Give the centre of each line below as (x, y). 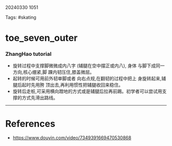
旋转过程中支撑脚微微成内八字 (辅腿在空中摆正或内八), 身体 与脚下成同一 (89, 66)
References (30, 124)
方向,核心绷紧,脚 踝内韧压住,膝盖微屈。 (53, 72)
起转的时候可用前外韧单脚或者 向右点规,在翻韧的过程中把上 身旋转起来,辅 (89, 78)
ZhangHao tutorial (28, 54)
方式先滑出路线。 (40, 98)
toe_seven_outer (41, 38)
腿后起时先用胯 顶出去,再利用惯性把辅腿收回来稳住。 (68, 85)
